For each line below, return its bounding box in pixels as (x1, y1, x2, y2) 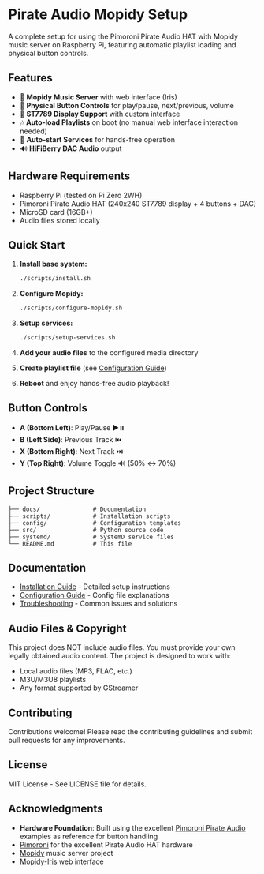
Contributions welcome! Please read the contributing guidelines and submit (8, 727, 253, 737)
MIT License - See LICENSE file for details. (8, 779, 147, 789)
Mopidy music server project (19, 848, 113, 857)
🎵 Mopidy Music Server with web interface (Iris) (19, 92, 177, 102)
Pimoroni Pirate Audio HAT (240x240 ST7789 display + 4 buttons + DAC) (19, 199, 257, 208)
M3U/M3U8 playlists (19, 675, 87, 685)
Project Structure (8, 484, 95, 498)
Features (8, 71, 53, 84)
